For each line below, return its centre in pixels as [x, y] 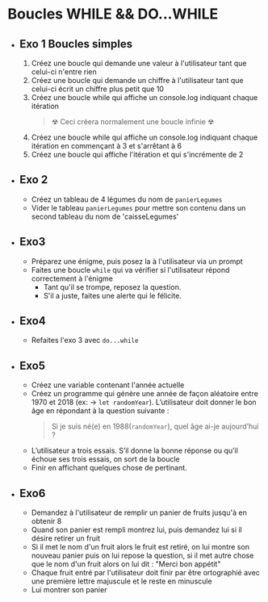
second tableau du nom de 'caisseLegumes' [105, 216]
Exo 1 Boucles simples [76, 44]
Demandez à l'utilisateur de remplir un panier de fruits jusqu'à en [139, 512]
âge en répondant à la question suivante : [100, 411]
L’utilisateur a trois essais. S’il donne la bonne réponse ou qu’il [135, 451]
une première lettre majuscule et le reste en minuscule [121, 581]
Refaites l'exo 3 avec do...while [85, 341]
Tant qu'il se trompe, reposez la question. [112, 286]
